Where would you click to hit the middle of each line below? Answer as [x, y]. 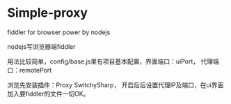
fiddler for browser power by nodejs [59, 32]
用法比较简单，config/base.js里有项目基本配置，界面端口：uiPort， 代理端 [113, 61]
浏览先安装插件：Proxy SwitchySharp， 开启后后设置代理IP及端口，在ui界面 [115, 84]
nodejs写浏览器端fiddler [41, 46]
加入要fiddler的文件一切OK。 [48, 94]
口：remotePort [30, 70]
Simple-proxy [48, 13]
